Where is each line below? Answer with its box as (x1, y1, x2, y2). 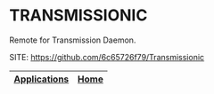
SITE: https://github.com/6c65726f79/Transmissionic (9, 51, 205, 62)
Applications (13, 73, 70, 85)
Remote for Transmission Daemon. (9, 35, 136, 45)
